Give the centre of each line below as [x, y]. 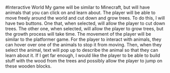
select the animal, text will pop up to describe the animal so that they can [82, 50]
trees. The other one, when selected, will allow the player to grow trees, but [84, 29]
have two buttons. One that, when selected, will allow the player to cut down [85, 23]
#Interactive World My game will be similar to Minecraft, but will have [78, 7]
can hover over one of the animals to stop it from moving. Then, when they [83, 45]
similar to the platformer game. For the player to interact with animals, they [83, 39]
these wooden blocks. [29, 66]
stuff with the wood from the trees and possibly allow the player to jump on [84, 61]
